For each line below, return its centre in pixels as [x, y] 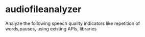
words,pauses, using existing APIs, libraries [51, 28]
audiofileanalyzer [43, 9]
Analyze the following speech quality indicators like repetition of [73, 23]
